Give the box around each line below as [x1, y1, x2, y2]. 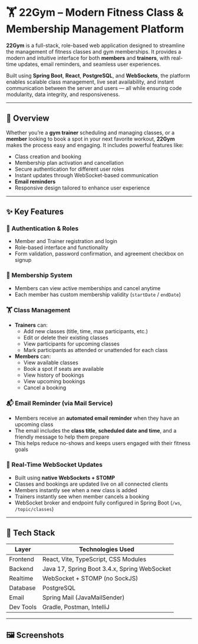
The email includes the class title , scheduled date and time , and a [14, 427, 177, 434]
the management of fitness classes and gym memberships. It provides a [6, 48, 181, 55]
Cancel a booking [23, 384, 67, 391]
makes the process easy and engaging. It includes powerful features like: [6, 141, 184, 148]
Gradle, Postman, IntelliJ [42, 603, 110, 611]
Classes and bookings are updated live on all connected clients [14, 480, 169, 487]
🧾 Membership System [6, 271, 72, 280]
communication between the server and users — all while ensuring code [6, 84, 182, 91]
